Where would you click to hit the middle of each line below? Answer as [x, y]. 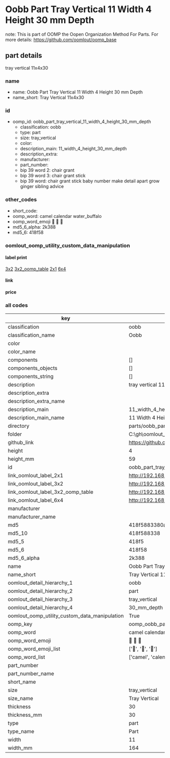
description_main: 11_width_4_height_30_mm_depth [73, 149]
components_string [31, 376]
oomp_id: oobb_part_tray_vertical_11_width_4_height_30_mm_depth [82, 122]
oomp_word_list [27, 657]
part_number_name [31, 674]
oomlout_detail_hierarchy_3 [40, 599]
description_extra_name [36, 401]
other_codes [21, 200]
